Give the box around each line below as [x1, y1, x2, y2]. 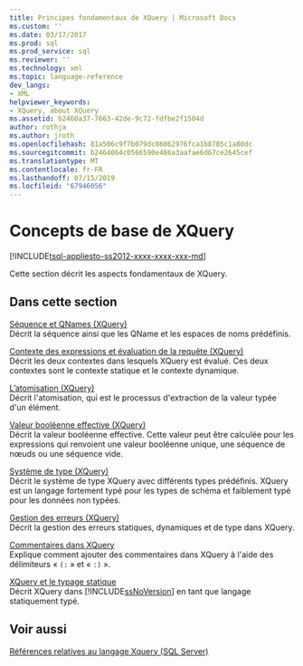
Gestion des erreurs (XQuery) [9, 512, 120, 523]
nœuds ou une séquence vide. [9, 448, 124, 458]
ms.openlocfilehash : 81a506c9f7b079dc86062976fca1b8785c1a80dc [9, 140, 253, 149]
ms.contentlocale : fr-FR [9, 165, 103, 174]
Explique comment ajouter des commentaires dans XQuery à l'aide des [9, 549, 274, 560]
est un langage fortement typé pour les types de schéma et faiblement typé [9, 485, 291, 496]
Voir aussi [9, 622, 67, 637]
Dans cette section [9, 294, 118, 310]
